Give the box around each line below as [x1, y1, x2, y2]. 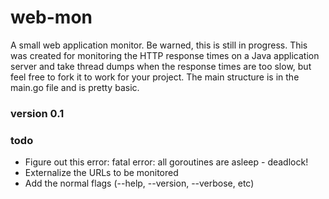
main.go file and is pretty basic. [10, 81, 140, 93]
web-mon [10, 6, 93, 29]
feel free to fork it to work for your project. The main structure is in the [10, 71, 300, 83]
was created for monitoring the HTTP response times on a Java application [10, 49, 320, 61]
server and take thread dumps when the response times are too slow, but [10, 60, 312, 72]
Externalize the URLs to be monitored [24, 167, 179, 179]
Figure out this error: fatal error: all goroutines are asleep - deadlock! [24, 156, 309, 168]
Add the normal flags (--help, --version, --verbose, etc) [24, 177, 255, 190]
